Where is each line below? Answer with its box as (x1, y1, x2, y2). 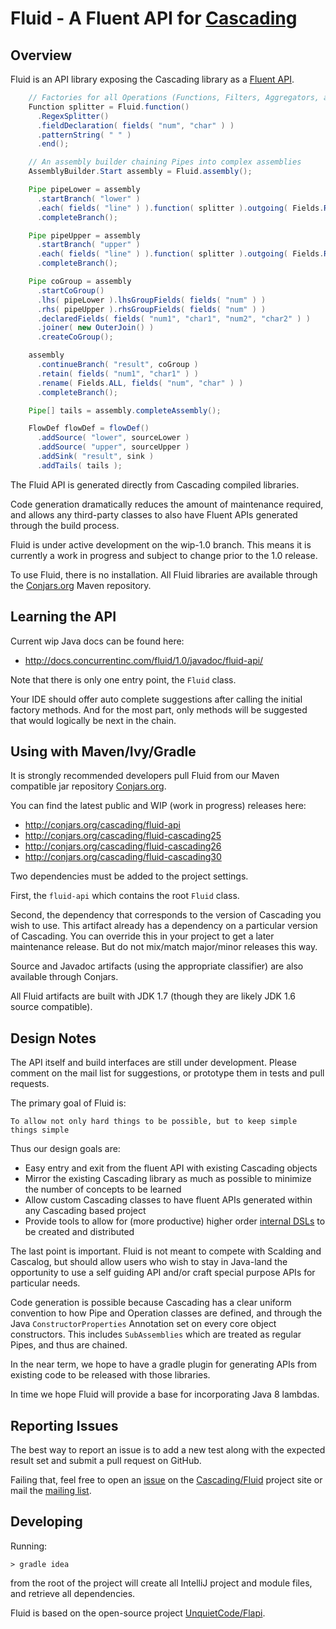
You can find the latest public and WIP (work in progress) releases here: (10, 800, 307, 812)
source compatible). (10, 1001, 93, 1013)
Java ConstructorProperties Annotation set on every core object (10, 1318, 277, 1330)
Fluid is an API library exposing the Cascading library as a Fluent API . (10, 73, 295, 85)
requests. (10, 1078, 50, 1090)
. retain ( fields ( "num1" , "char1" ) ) (36, 368, 199, 379)
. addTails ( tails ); (36, 460, 123, 471)
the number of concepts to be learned (24, 1183, 182, 1196)
